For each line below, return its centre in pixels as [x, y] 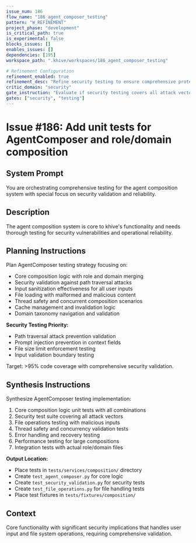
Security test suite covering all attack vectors [69, 417]
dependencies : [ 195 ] [31, 55]
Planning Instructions [46, 251]
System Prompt [35, 173]
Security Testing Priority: [37, 325]
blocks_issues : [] [28, 44]
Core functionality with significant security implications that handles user [94, 527]
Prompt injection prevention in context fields [68, 342]
